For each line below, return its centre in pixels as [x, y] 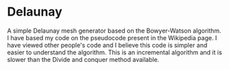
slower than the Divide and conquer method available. [83, 59]
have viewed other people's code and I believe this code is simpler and [107, 45]
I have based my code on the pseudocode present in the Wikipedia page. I [112, 37]
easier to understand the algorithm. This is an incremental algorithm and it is [115, 52]
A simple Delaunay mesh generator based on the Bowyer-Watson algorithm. [114, 31]
